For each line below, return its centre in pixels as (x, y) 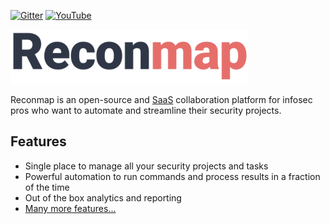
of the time (47, 187)
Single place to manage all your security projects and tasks (146, 166)
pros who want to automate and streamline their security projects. (146, 110)
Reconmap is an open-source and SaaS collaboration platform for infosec (161, 99)
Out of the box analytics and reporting (103, 197)
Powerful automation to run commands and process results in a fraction (172, 176)
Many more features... (70, 208)
